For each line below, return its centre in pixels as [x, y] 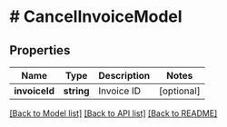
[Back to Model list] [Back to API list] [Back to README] [113, 113]
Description [124, 76]
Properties [40, 50]
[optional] [180, 91]
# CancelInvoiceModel [96, 17]
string [76, 91]
